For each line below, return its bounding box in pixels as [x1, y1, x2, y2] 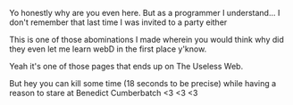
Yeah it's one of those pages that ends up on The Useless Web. [9, 61, 244, 71]
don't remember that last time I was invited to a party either [9, 17, 228, 28]
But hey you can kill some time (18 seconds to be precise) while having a [9, 78, 277, 88]
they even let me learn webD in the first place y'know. [9, 44, 207, 54]
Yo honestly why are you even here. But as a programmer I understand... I [9, 8, 280, 18]
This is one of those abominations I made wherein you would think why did [9, 35, 284, 44]
